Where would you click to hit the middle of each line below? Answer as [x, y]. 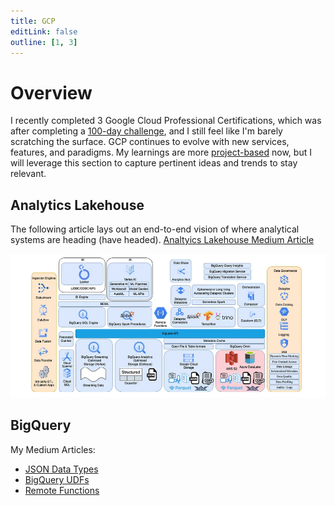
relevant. [28, 174]
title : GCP [33, 21]
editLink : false [44, 31]
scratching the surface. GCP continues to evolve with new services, [150, 142]
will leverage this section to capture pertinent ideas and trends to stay [154, 163]
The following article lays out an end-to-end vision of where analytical [155, 229]
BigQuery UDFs [57, 479]
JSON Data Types [61, 469]
